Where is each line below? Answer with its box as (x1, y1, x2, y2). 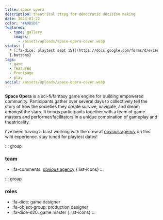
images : (14, 35, 29, 40)
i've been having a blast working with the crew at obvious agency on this (5, 128, 150, 134)
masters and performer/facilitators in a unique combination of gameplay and (5, 114, 158, 120)
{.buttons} (9, 52, 32, 58)
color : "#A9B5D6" (5, 20, 40, 26)
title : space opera (5, 7, 45, 12)
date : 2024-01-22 (5, 16, 40, 21)
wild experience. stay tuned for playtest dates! (5, 134, 98, 140)
